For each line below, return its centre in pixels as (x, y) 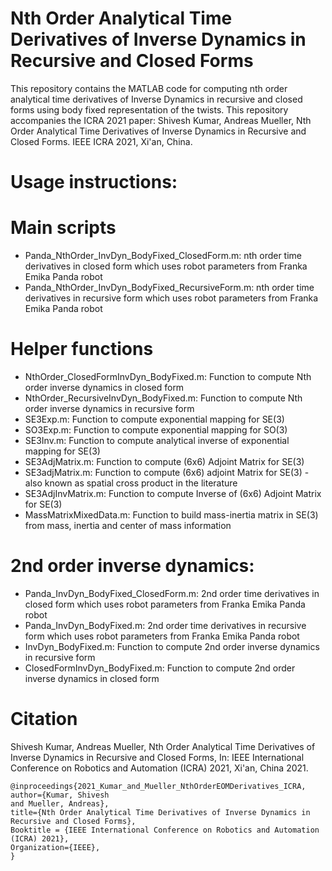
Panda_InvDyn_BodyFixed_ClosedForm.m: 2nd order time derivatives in (172, 593)
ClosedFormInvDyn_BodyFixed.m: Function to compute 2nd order (160, 668)
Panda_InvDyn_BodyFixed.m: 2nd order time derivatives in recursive (165, 625)
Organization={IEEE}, (55, 847)
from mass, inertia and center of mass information (128, 525)
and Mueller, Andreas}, (60, 803)
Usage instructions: (94, 182)
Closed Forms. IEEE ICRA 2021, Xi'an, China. (101, 141)
